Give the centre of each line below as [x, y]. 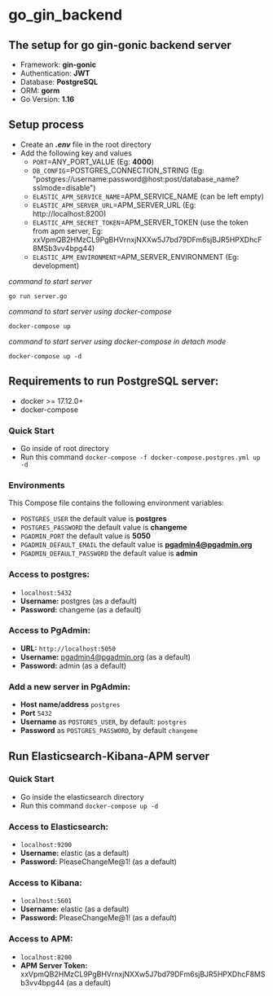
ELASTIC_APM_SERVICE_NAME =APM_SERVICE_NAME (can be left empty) [148, 196]
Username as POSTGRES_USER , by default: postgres [103, 722]
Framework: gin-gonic [58, 64]
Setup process [46, 125]
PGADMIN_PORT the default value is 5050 [86, 536]
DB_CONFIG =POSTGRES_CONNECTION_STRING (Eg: [119, 170]
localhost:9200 [46, 845]
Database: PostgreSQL [59, 82]
